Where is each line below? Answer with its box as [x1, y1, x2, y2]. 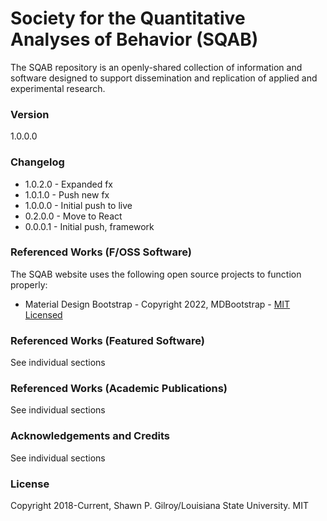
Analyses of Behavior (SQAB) [10, 28, 259, 51]
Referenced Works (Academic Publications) [10, 382, 228, 396]
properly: [10, 278, 48, 291]
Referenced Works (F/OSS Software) [10, 245, 192, 259]
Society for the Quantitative [10, 7, 246, 30]
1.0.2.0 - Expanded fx [24, 178, 114, 190]
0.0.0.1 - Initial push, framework [24, 220, 155, 232]
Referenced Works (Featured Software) [10, 333, 205, 347]
